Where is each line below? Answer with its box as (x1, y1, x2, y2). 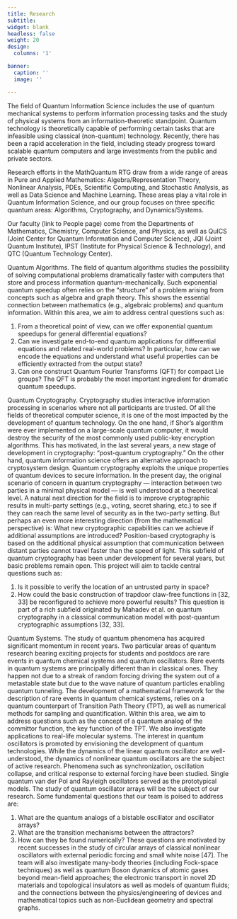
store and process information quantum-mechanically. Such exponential (7, 278, 218, 287)
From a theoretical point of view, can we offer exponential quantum (17, 321, 214, 330)
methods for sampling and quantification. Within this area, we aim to (7, 709, 207, 717)
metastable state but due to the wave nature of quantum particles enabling (7, 679, 225, 687)
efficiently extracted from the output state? (17, 359, 143, 368)
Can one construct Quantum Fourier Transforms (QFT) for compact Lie (17, 367, 224, 375)
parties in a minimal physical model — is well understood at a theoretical (7, 486, 218, 494)
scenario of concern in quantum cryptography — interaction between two (7, 479, 222, 487)
